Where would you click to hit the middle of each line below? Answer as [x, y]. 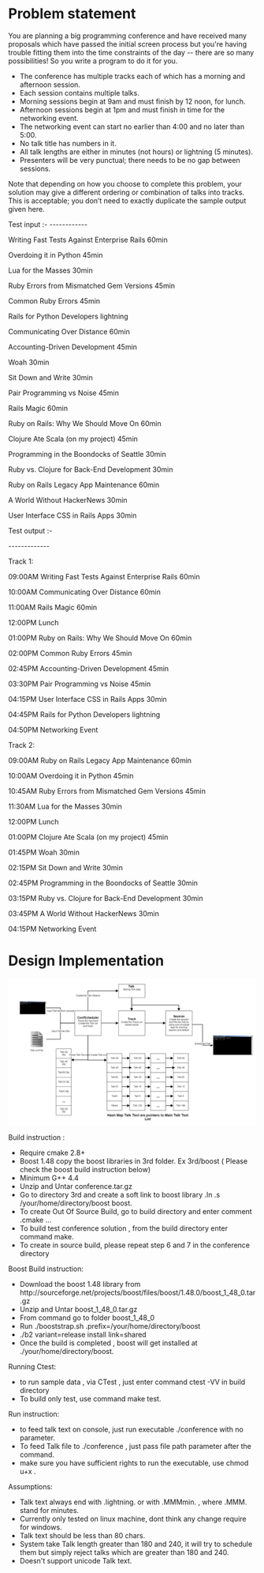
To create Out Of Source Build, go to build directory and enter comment [136, 1212]
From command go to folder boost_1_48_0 [87, 1318]
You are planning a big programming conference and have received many [127, 36]
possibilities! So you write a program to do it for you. [93, 61]
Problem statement [72, 14]
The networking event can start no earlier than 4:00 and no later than [132, 126]
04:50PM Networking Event [53, 730]
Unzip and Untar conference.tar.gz [76, 1186]
